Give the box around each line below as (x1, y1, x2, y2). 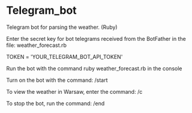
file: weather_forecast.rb (6, 41, 67, 49)
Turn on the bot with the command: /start (6, 76, 108, 84)
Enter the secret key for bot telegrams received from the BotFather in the (6, 35, 186, 42)
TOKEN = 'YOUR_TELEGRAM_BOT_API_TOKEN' (6, 53, 123, 60)
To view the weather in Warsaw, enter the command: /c (6, 88, 143, 95)
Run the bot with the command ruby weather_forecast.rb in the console (6, 64, 182, 72)
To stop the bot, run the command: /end (6, 100, 105, 107)
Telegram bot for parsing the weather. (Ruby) (6, 23, 118, 31)
